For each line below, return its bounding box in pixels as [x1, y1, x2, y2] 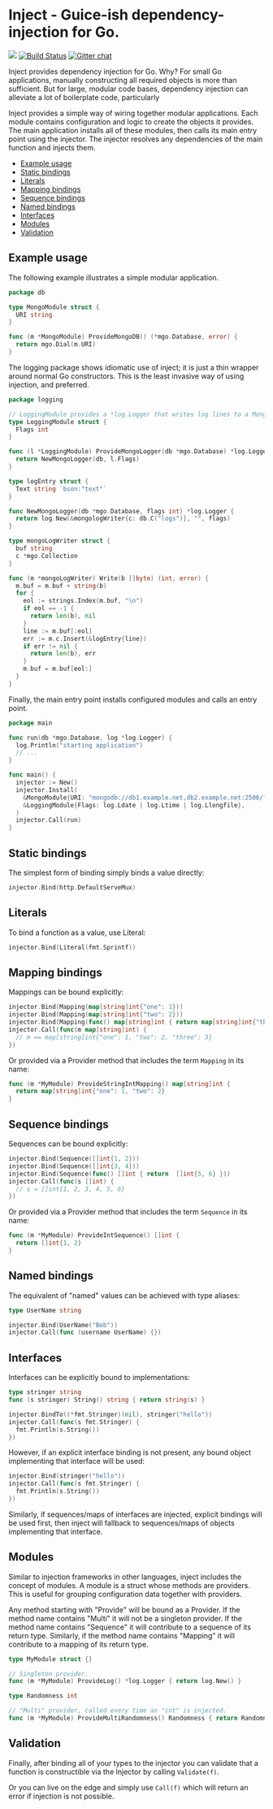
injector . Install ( [15, 785, 79, 794]
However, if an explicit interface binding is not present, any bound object [8, 1448, 252, 1457]
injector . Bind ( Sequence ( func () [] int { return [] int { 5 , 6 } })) [8, 1170, 231, 1178]
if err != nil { [23, 642, 79, 651]
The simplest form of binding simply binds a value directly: [8, 868, 205, 877]
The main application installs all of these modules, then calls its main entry [8, 125, 258, 135]
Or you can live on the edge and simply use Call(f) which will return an [8, 1782, 249, 1792]
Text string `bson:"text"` [15, 485, 107, 493]
